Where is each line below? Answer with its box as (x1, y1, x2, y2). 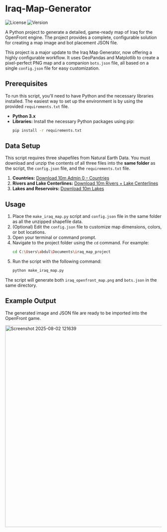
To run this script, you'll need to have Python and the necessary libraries (5, 93, 154, 99)
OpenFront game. (5, 315, 41, 321)
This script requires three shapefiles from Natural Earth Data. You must (5, 155, 151, 161)
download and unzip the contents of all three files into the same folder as (5, 160, 156, 166)
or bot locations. (12, 229, 46, 235)
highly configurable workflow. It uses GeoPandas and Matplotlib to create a (5, 54, 159, 60)
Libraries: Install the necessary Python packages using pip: (12, 118, 135, 124)
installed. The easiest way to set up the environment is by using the (5, 98, 143, 104)
